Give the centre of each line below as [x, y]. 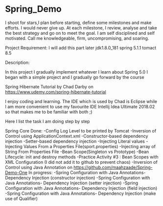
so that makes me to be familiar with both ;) [49, 112]
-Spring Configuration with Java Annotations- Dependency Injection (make [81, 193]
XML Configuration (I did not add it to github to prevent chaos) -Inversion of [81, 162]
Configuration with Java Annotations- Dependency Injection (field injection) [81, 188]
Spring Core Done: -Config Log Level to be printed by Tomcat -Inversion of [81, 130]
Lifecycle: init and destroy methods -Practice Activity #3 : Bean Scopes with [82, 157]
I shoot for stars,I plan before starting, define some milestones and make [78, 23]
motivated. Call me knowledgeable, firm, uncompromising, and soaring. [77, 38]
